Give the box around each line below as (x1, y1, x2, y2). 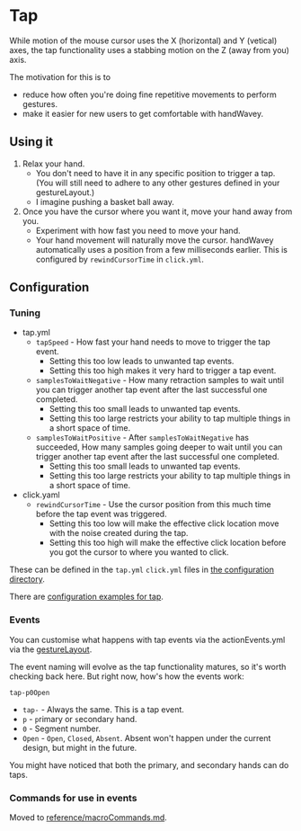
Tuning (9, 307, 41, 319)
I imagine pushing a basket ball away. (35, 196, 175, 207)
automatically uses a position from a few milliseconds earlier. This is (35, 244, 288, 255)
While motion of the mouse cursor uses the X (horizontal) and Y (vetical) (9, 35, 278, 46)
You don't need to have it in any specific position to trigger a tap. (35, 167, 276, 178)
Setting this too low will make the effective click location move (49, 518, 279, 529)
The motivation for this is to (9, 71, 111, 82)
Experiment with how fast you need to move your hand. (35, 225, 241, 236)
